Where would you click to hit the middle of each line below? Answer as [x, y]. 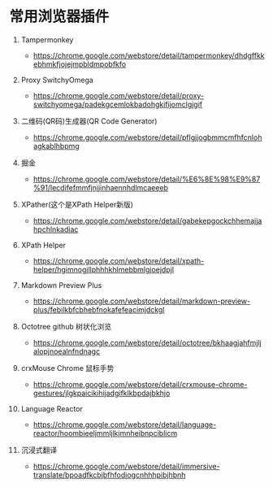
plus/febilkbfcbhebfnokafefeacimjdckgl [99, 309]
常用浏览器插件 [59, 17]
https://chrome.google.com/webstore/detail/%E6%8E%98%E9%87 [147, 179]
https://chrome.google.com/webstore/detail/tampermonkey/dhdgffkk [149, 55]
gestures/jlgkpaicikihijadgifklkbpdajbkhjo [102, 393]
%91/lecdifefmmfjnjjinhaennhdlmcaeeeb [101, 187]
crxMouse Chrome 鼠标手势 [67, 368]
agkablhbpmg [56, 146]
